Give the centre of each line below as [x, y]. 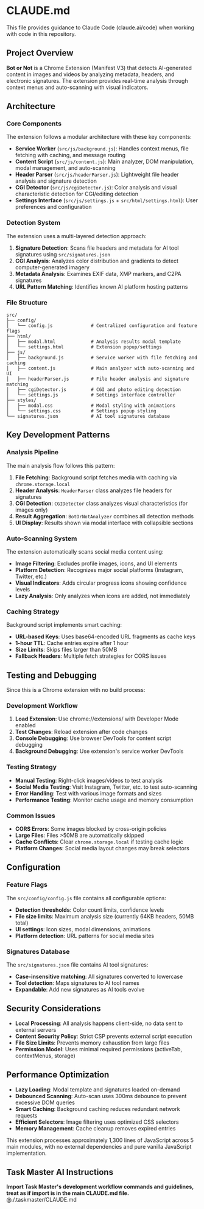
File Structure [27, 302]
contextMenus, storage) [45, 1056]
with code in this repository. [41, 33]
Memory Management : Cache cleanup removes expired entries [95, 1128]
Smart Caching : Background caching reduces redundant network [98, 1109]
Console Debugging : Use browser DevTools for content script [93, 738]
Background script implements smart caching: [64, 625]
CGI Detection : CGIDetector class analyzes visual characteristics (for [101, 503]
